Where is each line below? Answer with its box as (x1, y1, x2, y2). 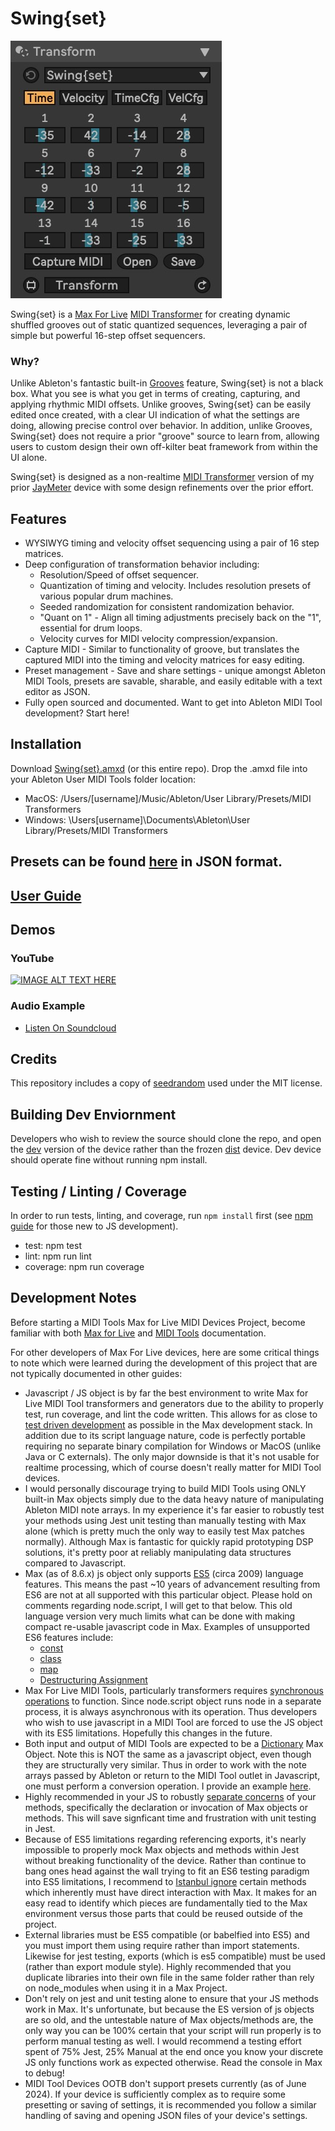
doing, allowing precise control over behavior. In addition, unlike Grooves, (10, 420, 313, 432)
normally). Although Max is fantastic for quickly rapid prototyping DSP (24, 1535, 314, 1547)
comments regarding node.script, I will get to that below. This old (24, 1599, 293, 1611)
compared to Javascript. (24, 1557, 127, 1569)
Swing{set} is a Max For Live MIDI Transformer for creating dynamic (10, 308, 291, 320)
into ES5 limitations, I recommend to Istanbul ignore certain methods (24, 1875, 307, 1887)
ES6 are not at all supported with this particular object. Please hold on (24, 1588, 313, 1601)
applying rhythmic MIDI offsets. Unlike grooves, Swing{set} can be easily (10, 398, 312, 411)
